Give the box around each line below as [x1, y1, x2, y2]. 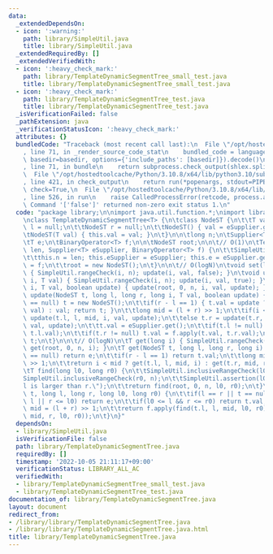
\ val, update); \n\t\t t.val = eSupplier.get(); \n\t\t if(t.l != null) [23, 322, 264, 330]
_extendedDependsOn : [15, 19, 85, 28]
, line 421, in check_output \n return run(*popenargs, [23, 178, 223, 187]
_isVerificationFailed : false [15, 110, 118, 119]
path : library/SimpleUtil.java [23, 34, 129, 43]
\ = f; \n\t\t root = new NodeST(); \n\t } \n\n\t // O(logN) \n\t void [23, 261, 245, 269]
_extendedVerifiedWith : [15, 58, 96, 66]
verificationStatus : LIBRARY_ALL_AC [15, 465, 140, 474]
